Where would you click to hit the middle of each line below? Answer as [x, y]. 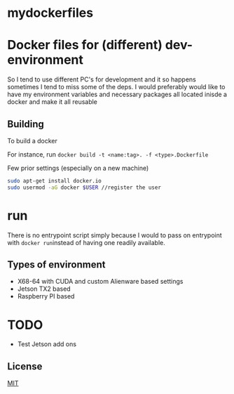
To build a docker [32, 140]
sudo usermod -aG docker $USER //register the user [84, 188]
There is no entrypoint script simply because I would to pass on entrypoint [115, 235]
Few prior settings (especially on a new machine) [78, 168]
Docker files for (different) [85, 45]
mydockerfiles [50, 13]
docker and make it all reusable [53, 102]
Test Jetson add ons [47, 344]
